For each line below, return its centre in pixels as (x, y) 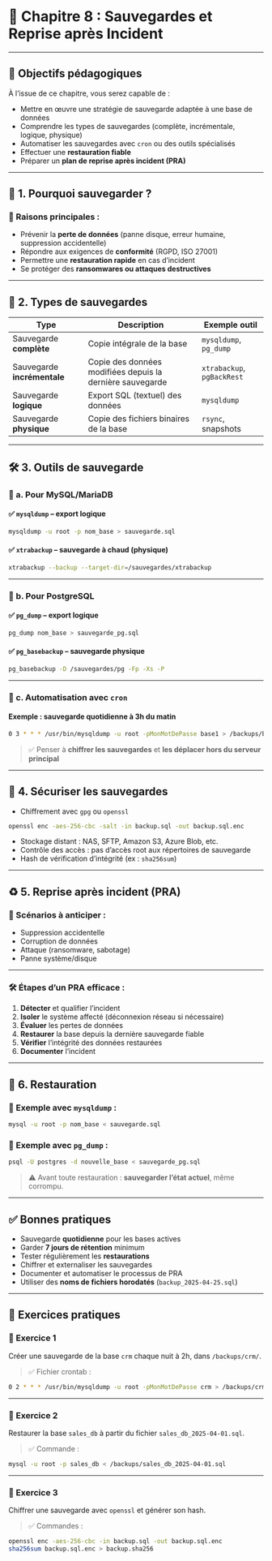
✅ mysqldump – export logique (57, 514)
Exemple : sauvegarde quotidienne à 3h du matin (92, 716)
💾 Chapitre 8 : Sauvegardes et (110, 17)
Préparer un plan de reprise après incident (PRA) (103, 161)
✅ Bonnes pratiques (60, 1219)
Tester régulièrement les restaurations (85, 1256)
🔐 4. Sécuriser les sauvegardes (88, 791)
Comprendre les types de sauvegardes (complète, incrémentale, (127, 126)
